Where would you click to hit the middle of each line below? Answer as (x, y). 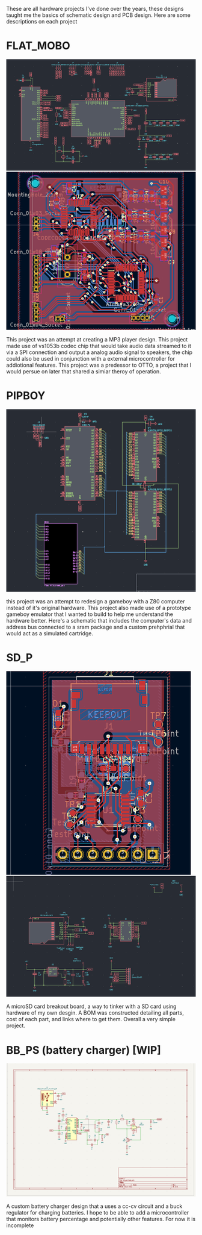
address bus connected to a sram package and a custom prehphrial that (96, 627)
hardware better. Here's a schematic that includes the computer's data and (99, 621)
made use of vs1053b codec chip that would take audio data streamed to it (99, 346)
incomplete (20, 1225)
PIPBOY (26, 396)
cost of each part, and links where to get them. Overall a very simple (91, 1019)
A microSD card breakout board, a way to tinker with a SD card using (91, 1006)
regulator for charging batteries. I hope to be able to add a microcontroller (98, 1212)
